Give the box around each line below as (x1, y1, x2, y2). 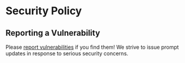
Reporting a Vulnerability (5, 28, 100, 38)
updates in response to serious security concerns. (5, 50, 129, 57)
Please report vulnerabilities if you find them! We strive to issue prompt (5, 43, 179, 51)
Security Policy (5, 4, 82, 18)
